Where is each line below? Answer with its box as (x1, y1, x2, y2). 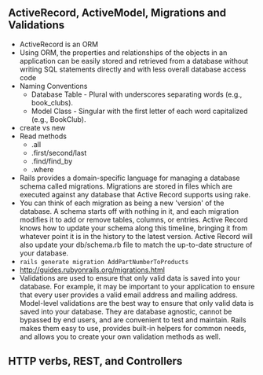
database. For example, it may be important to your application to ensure (19, 281, 255, 291)
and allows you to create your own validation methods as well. (19, 332, 221, 341)
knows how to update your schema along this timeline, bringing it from (19, 223, 248, 233)
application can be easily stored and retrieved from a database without (19, 56, 249, 65)
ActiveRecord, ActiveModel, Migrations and (8, 6, 226, 20)
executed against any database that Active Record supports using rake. (19, 189, 251, 199)
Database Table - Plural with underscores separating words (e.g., (31, 90, 243, 99)
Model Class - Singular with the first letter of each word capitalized (31, 106, 249, 116)
